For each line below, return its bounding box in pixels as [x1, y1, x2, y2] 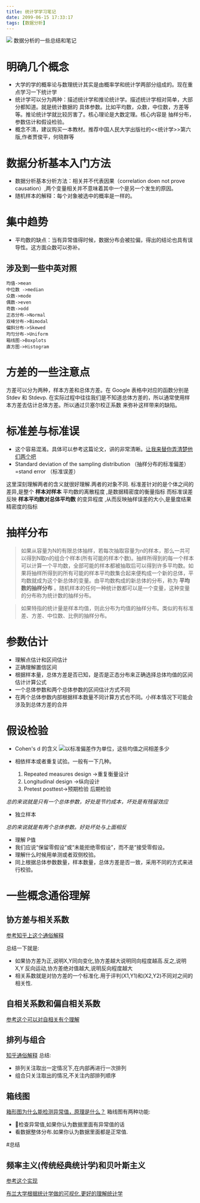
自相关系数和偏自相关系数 [6, 999, 100, 1009]
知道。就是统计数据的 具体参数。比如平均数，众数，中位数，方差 [25, 103, 184, 111]
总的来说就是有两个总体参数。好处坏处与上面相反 [6, 823, 127, 831]
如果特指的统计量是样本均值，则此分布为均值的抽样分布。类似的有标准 [20, 604, 194, 611]
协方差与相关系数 [6, 915, 69, 925]
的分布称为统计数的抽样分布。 [20, 592, 94, 599]
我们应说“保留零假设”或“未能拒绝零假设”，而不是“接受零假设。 [14, 843, 168, 850]
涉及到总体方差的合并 [14, 700, 67, 708]
